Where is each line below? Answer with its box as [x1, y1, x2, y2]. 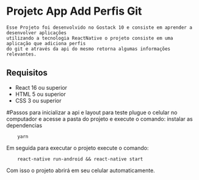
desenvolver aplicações [6, 29, 67, 36]
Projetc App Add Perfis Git [6, 4, 142, 18]
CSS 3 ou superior [15, 96, 62, 104]
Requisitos [6, 68, 48, 78]
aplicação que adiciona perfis [6, 40, 86, 46]
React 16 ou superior [15, 84, 68, 91]
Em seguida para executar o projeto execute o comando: [6, 144, 149, 151]
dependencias [6, 121, 43, 129]
